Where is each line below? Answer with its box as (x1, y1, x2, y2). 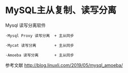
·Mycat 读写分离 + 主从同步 (5, 43, 74, 48)
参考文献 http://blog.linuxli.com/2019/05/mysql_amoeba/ (5, 62, 123, 68)
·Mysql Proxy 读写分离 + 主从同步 (5, 33, 74, 38)
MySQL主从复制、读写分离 (5, 5, 117, 16)
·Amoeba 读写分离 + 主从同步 (5, 52, 74, 58)
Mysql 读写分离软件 (5, 22, 46, 28)
